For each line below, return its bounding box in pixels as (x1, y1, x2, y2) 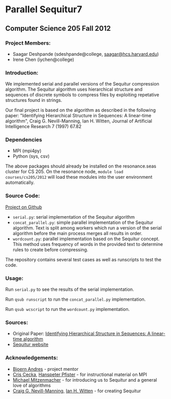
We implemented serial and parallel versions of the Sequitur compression (5, 81, 159, 87)
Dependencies (5, 136, 42, 143)
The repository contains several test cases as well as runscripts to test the (5, 256, 162, 262)
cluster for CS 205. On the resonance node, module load (5, 169, 124, 175)
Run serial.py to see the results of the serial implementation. (5, 286, 134, 292)
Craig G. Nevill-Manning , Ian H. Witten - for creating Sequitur (12, 388, 141, 394)
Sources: (5, 319, 29, 326)
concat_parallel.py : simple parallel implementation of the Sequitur (12, 219, 154, 225)
